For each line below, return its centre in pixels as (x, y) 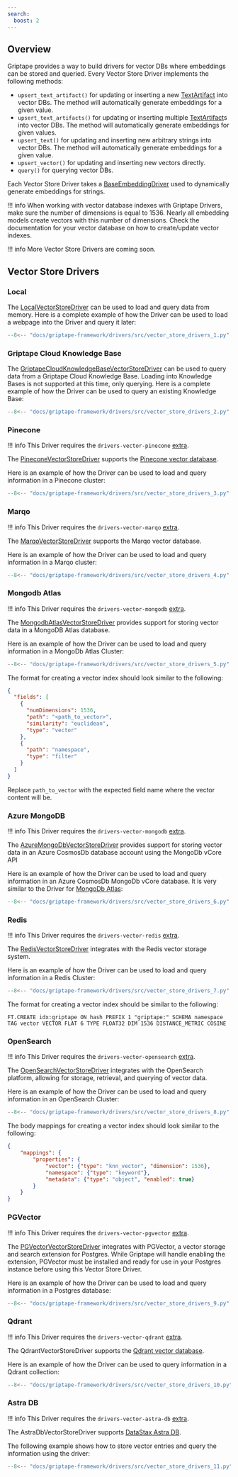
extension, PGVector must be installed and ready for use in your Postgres (114, 1262)
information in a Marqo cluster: (52, 562)
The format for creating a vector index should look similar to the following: (115, 678)
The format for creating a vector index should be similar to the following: (113, 1004)
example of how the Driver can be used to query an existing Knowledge (112, 391)
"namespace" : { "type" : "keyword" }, (98, 1173)
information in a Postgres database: (59, 1290)
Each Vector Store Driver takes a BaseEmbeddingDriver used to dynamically (119, 184)
